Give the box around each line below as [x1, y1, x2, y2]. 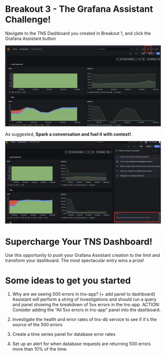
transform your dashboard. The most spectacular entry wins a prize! [5, 258, 144, 264]
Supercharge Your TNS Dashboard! [5, 236, 153, 247]
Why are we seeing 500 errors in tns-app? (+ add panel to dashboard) [12, 291, 156, 297]
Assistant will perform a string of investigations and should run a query [12, 296, 157, 302]
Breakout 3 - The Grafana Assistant [5, 3, 153, 15]
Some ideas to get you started [5, 275, 131, 286]
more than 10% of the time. [12, 346, 68, 352]
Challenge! [5, 14, 51, 25]
